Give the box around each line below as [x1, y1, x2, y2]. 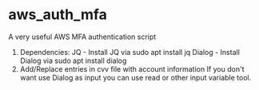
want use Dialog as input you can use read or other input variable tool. [19, 72, 252, 82]
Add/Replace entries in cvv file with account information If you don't [19, 64, 245, 73]
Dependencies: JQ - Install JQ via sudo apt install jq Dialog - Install [19, 47, 240, 57]
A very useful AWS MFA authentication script [8, 32, 157, 41]
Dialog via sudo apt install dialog [19, 56, 127, 65]
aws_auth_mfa [8, 6, 108, 24]
